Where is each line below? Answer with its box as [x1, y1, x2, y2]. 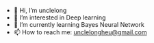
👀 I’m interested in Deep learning [13, 13, 106, 21]
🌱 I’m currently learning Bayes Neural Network [13, 21, 145, 28]
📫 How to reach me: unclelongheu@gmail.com [13, 28, 147, 36]
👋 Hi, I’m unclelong [13, 7, 67, 14]
